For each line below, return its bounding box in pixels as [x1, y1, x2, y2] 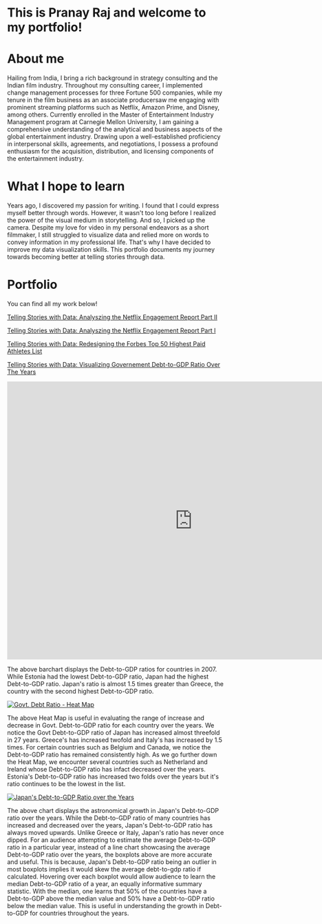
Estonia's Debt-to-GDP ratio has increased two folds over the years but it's [7, 772, 219, 781]
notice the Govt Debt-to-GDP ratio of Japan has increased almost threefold [7, 729, 220, 736]
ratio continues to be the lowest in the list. [7, 780, 126, 787]
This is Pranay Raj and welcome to [7, 5, 206, 21]
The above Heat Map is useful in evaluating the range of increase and [7, 714, 205, 722]
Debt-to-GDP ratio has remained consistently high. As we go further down [7, 750, 217, 759]
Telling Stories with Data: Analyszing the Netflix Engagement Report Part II [7, 313, 218, 321]
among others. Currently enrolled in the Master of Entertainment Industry [7, 110, 215, 119]
